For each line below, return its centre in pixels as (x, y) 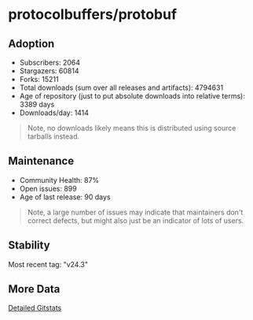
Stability (29, 246)
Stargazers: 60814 (49, 71)
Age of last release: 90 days (65, 197)
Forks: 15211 (39, 79)
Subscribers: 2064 (50, 62)
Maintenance (41, 161)
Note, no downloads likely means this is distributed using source (132, 128)
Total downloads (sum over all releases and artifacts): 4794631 (121, 87)
